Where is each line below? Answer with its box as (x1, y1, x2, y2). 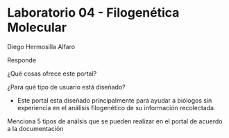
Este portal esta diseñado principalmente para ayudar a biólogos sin (17, 96, 212, 105)
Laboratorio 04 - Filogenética (7, 5, 180, 21)
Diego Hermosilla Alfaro (7, 42, 75, 51)
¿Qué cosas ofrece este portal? (7, 69, 97, 78)
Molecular (7, 19, 67, 35)
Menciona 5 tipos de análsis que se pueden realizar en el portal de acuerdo (7, 117, 223, 126)
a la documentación (7, 124, 64, 132)
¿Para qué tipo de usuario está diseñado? (7, 83, 126, 91)
